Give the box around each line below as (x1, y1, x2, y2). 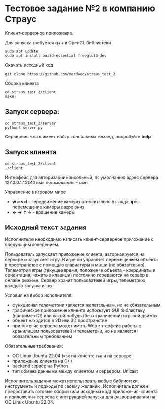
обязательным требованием (12, 333, 73, 339)
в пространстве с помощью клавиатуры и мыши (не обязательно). (5, 262, 146, 268)
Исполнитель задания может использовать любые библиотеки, (5, 378, 139, 384)
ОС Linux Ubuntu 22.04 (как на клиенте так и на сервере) (12, 353, 133, 359)
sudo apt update (5, 49, 38, 54)
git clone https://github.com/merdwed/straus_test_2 (5, 71, 116, 77)
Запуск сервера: (5, 107, 60, 116)
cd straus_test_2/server (5, 121, 56, 126)
